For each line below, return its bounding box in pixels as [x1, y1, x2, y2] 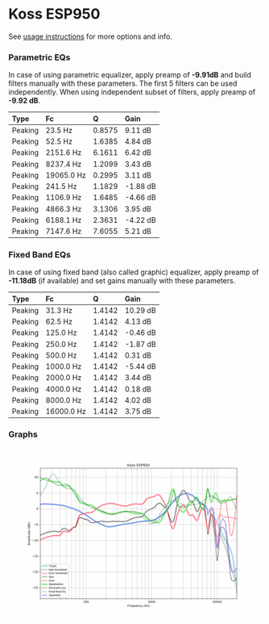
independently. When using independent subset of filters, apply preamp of [8, 87, 256, 97]
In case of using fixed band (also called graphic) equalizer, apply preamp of [8, 267, 259, 277]
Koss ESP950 [8, 5, 101, 23]
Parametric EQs [8, 52, 71, 63]
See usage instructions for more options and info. [8, 31, 173, 41]
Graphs [8, 429, 38, 440]
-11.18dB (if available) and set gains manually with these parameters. [8, 276, 236, 286]
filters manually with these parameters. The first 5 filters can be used [8, 78, 238, 89]
